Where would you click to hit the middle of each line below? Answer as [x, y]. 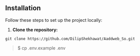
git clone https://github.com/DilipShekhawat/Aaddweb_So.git [70, 39]
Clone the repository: [35, 30]
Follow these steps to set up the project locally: [54, 20]
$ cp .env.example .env [41, 48]
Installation [23, 8]
